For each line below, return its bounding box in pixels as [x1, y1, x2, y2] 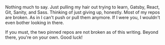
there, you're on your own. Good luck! [5, 34, 83, 40]
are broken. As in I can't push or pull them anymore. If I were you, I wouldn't [5, 15, 161, 20]
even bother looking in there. [5, 20, 64, 25]
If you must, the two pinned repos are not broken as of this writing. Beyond [5, 29, 159, 35]
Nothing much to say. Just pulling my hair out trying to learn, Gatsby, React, [5, 4, 160, 10]
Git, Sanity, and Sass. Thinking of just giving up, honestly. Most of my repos [5, 9, 160, 15]
